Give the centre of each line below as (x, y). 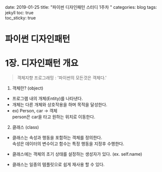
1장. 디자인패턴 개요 (42, 63)
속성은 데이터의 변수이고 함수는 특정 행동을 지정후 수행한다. (68, 144)
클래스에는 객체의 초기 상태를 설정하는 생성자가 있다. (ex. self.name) (77, 154)
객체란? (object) (28, 88)
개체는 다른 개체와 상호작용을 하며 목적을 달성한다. (60, 105)
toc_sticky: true (20, 18)
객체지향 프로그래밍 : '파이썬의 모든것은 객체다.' (62, 78)
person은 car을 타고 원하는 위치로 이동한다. (54, 117)
